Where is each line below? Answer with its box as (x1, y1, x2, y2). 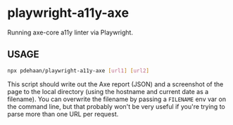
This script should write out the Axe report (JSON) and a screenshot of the (7, 79, 224, 88)
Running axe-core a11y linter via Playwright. (7, 28, 134, 37)
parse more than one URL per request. (7, 110, 119, 118)
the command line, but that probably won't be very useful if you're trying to (7, 102, 225, 110)
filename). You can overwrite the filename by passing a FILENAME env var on (7, 95, 227, 103)
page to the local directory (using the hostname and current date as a (7, 87, 209, 96)
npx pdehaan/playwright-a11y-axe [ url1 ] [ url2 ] (7, 67, 150, 74)
